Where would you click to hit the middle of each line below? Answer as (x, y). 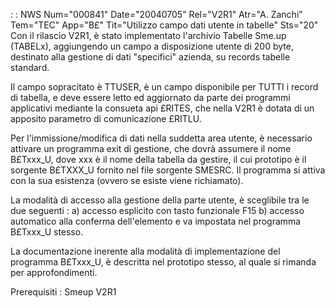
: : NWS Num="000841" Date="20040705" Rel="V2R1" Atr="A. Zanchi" (156, 14)
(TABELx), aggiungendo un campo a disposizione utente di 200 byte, (152, 46)
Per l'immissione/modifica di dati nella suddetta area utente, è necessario (161, 138)
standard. (30, 67)
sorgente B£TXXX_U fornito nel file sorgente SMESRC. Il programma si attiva (168, 170)
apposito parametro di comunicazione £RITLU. (106, 118)
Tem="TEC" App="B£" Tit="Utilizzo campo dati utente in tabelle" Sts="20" (164, 25)
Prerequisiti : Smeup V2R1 (63, 292)
